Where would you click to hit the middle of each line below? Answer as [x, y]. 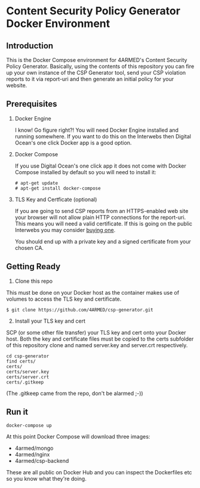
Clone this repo [33, 281]
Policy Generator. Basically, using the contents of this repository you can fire [100, 66]
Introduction [30, 46]
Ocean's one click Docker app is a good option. [73, 143]
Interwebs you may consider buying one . [65, 230]
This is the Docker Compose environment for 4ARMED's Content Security [97, 60]
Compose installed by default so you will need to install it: [85, 172]
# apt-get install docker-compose [58, 188]
